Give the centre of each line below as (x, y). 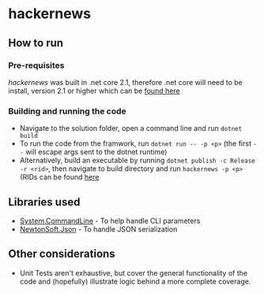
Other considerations (62, 254)
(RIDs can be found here (59, 177)
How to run (36, 43)
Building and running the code (67, 111)
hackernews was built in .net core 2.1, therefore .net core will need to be (126, 82)
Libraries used (44, 202)
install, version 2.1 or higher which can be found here (94, 91)
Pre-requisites (36, 65)
